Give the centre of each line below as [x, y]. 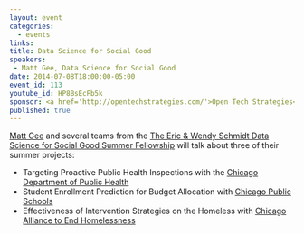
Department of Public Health [76, 183]
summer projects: [42, 155]
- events [34, 34]
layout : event [36, 18]
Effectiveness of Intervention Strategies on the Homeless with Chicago [154, 211]
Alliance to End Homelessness [79, 220]
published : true [40, 110]
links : [22, 43]
